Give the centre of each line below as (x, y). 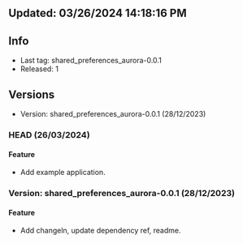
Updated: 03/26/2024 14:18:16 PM (98, 13)
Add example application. (63, 173)
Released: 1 (39, 69)
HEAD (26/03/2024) (50, 134)
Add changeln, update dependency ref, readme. (100, 231)
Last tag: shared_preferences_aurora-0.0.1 (91, 61)
